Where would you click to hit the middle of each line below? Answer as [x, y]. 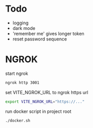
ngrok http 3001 [22, 82]
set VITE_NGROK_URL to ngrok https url [47, 92]
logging [20, 23]
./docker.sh [18, 120]
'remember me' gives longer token [48, 33]
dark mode [24, 28]
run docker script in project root [38, 111]
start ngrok [17, 73]
